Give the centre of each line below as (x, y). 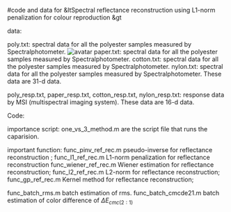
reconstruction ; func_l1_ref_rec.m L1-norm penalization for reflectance (109, 157)
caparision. (23, 136)
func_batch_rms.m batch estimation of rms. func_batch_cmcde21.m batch (113, 193)
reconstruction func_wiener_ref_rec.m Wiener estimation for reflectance (111, 165)
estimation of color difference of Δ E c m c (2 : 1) (70, 201)
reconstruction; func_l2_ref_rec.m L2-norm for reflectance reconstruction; (114, 172)
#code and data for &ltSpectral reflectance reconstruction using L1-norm (111, 10)
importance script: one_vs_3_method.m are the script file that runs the (107, 129)
